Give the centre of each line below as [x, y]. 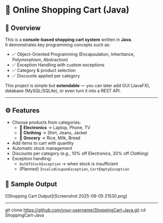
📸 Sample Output [31, 184]
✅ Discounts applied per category [46, 76]
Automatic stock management [42, 148]
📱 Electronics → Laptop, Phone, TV [55, 127]
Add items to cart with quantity [43, 143]
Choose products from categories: [46, 122]
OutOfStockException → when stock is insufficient [69, 164]
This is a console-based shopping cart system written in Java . [69, 39]
